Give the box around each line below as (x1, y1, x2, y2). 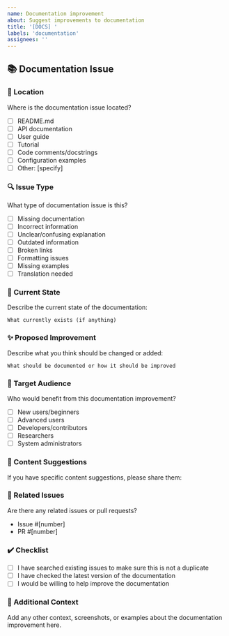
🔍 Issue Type (7, 182, 54, 192)
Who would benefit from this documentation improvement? (7, 394, 176, 402)
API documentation (17, 124, 73, 133)
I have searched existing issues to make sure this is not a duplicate (17, 563, 209, 572)
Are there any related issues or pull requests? (7, 506, 137, 515)
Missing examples (17, 261, 70, 269)
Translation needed (17, 269, 73, 278)
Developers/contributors (17, 424, 88, 432)
